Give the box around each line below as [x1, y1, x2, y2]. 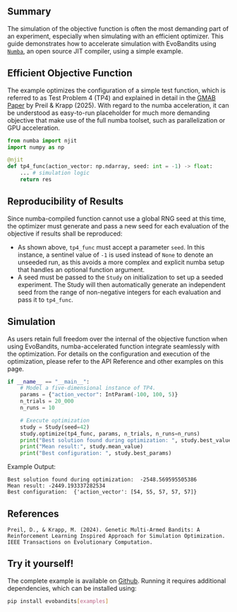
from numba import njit [7, 137, 78, 144]
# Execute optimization [20, 417, 90, 424]
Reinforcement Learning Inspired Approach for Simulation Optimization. [7, 532, 226, 539]
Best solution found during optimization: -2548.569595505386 [7, 476, 197, 484]
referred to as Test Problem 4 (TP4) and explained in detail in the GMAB [7, 93, 217, 102]
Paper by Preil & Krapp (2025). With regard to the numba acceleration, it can [7, 101, 229, 109]
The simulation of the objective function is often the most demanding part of [7, 24, 229, 32]
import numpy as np [7, 144, 65, 151]
